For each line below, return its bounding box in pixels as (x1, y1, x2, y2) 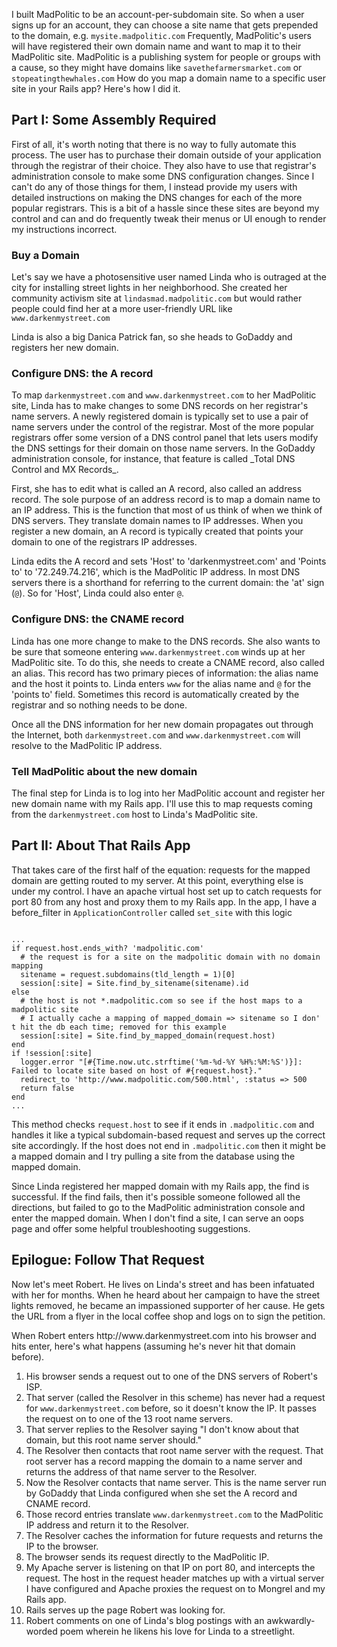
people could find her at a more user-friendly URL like (11, 303, 233, 315)
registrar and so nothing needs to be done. (11, 699, 188, 711)
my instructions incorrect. (11, 223, 118, 235)
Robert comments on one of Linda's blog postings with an (25, 1614, 265, 1626)
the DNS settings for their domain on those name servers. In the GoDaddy (11, 442, 316, 454)
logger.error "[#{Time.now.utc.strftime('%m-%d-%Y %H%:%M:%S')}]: (20, 1057, 303, 1067)
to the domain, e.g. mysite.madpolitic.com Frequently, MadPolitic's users (11, 30, 313, 41)
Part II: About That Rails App (11, 837, 191, 854)
